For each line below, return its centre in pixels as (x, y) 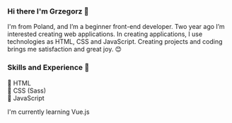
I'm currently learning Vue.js (48, 112)
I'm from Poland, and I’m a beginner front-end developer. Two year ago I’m (116, 27)
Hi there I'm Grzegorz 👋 (48, 11)
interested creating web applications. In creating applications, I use (105, 34)
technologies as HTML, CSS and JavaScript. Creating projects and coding (115, 42)
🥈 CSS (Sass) (27, 90)
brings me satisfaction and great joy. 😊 (65, 49)
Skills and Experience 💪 (48, 68)
